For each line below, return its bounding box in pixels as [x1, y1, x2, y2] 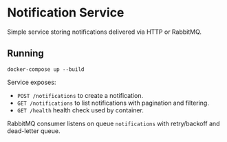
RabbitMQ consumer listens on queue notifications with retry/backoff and [7, 119, 220, 128]
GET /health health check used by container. [17, 105, 144, 114]
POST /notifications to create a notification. [17, 91, 143, 99]
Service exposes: [7, 78, 56, 86]
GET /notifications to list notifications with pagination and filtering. [17, 99, 210, 107]
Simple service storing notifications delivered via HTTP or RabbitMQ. [7, 28, 202, 36]
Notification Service [7, 5, 125, 21]
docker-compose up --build [7, 65, 85, 73]
